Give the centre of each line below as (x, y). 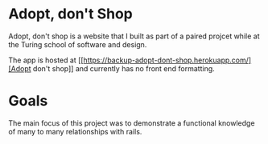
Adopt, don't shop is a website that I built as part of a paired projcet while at (134, 36)
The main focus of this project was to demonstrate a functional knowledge (132, 123)
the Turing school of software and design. (78, 44)
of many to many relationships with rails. (75, 131)
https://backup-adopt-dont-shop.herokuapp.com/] (167, 60)
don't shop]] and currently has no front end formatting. (124, 68)
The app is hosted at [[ (46, 60)
